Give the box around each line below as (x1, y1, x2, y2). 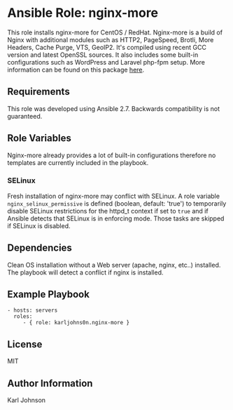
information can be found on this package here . (7, 65, 145, 74)
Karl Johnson (7, 396, 46, 404)
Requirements (7, 86, 70, 98)
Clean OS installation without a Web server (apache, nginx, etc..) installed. (7, 260, 221, 269)
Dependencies (7, 242, 72, 254)
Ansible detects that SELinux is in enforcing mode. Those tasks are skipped (7, 214, 225, 223)
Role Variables (7, 132, 71, 145)
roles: (13, 313, 33, 320)
